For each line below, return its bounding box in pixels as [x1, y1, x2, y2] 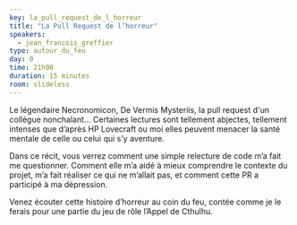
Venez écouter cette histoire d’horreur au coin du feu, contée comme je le [9, 196, 282, 207]
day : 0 [9, 55, 34, 64]
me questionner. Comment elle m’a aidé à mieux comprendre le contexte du [9, 160, 288, 170]
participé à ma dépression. [9, 178, 108, 189]
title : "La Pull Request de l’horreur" [9, 22, 158, 30]
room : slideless [9, 80, 70, 89]
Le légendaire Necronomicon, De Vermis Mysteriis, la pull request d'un [9, 104, 270, 115]
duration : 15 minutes [9, 72, 90, 81]
